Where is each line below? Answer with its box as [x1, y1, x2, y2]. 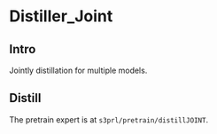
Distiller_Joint [9, 6, 113, 27]
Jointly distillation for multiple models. [9, 65, 148, 75]
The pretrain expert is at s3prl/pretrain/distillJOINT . [9, 114, 209, 125]
